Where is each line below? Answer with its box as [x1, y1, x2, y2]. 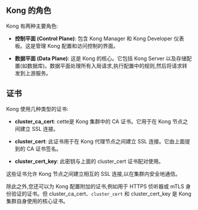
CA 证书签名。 [26, 145, 62, 152]
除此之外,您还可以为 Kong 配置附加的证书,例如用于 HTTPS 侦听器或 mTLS [6, 182, 184, 190]
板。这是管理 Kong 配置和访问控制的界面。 [14, 42, 119, 49]
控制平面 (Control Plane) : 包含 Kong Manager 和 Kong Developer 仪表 [14, 35, 184, 42]
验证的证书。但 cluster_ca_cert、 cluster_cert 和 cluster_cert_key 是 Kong [11, 190, 192, 197]
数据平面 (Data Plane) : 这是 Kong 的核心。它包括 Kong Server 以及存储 [14, 55, 187, 62]
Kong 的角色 [6, 5, 51, 16]
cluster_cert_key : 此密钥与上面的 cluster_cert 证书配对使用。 [14, 157, 164, 165]
